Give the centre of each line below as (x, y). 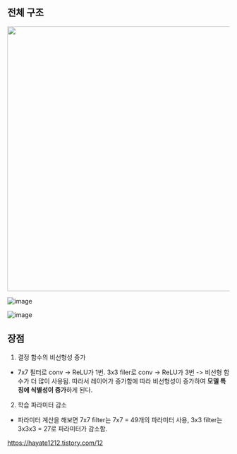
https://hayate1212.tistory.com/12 (55, 443)
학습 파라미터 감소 (42, 405)
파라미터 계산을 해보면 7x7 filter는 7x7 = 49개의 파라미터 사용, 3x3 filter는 (120, 419)
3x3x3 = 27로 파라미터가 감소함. (62, 429)
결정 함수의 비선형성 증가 (51, 357)
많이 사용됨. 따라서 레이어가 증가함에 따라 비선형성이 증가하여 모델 (129, 381)
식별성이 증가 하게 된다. (62, 390)
